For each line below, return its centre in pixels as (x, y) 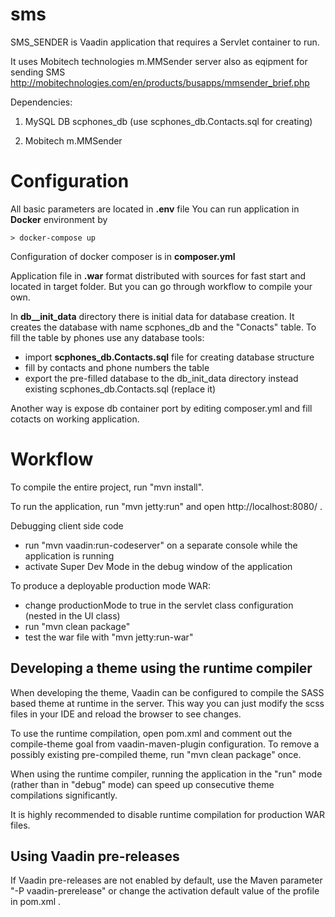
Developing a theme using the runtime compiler (161, 668)
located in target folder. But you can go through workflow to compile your (161, 286)
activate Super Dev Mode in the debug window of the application (158, 566)
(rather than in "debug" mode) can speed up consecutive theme (142, 784)
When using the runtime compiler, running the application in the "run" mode (166, 774)
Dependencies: (41, 102)
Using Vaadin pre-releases (95, 856)
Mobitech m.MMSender (73, 140)
